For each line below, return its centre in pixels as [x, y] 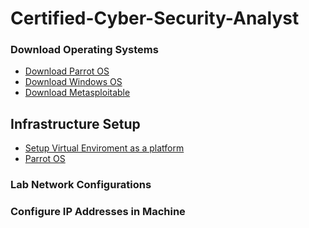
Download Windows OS [73, 82]
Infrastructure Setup [75, 123]
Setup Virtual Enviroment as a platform [104, 148]
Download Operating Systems [84, 50]
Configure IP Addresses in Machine [98, 212]
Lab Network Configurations [81, 185]
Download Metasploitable [77, 93]
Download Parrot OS [67, 71]
